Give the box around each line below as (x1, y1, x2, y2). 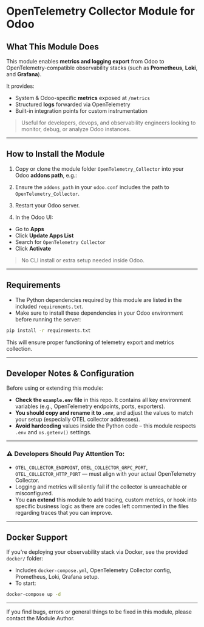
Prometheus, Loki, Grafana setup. (15, 573, 100, 581)
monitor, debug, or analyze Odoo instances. (21, 126, 131, 132)
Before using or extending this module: (6, 384, 104, 392)
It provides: (6, 82, 35, 90)
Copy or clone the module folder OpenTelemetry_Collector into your (15, 165, 184, 172)
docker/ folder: (6, 555, 44, 562)
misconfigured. (15, 489, 53, 496)
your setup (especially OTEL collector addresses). (15, 416, 140, 423)
